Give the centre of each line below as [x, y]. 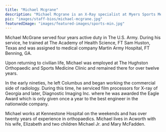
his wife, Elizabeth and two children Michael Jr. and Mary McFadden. [75, 124]
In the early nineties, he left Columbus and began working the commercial [80, 83]
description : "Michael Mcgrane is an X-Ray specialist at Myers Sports [80, 14]
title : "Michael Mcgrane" [32, 10]
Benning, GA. [19, 53]
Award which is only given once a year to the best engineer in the [72, 99]
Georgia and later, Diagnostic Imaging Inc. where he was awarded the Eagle [82, 93]
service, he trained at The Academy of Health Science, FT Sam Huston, [78, 43]
